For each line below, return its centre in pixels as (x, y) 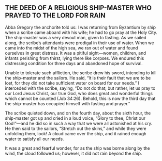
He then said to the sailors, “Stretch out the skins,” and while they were (76, 129)
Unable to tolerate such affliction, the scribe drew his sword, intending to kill (81, 73)
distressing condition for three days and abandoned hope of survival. (74, 63)
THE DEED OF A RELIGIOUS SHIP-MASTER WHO (78, 8)
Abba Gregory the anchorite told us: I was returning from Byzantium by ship (81, 27)
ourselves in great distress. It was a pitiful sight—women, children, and (75, 53)
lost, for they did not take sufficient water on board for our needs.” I (72, 83)
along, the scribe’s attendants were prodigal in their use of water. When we (80, 43)
